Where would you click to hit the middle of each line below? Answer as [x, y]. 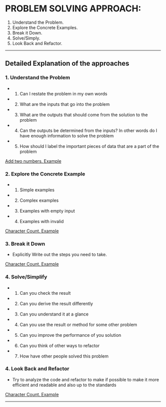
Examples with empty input [47, 211]
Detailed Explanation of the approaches [67, 64]
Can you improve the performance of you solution [70, 335]
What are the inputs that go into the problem [65, 104]
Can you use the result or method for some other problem [78, 324]
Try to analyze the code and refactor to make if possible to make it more [86, 379]
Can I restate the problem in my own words [63, 93]
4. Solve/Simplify [26, 277]
